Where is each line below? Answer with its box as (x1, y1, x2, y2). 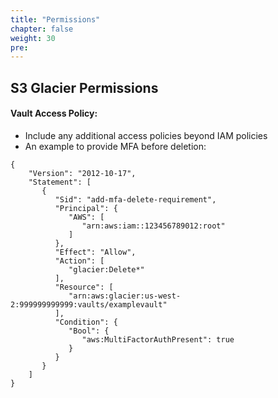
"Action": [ (54, 256, 105, 266)
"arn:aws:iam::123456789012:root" (81, 221, 226, 231)
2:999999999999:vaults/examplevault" (10, 299, 168, 310)
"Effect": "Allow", (54, 247, 137, 257)
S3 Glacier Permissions (10, 79, 159, 96)
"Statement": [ (28, 177, 92, 187)
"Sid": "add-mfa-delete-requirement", (54, 194, 217, 205)
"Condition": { (54, 317, 118, 327)
